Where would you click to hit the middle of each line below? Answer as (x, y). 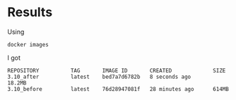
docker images (28, 44)
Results (30, 12)
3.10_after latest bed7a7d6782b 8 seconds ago (99, 77)
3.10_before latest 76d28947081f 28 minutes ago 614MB (118, 89)
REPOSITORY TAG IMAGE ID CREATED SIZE (117, 70)
